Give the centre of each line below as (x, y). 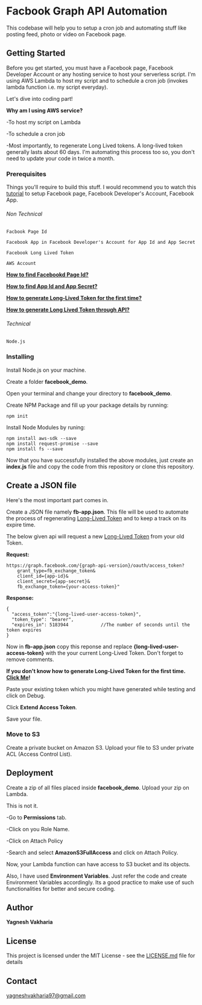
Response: (20, 598)
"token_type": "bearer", (43, 619)
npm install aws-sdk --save (42, 438)
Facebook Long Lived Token (40, 253)
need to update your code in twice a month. (61, 158)
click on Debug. (26, 695)
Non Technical (24, 214)
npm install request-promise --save (52, 444)
